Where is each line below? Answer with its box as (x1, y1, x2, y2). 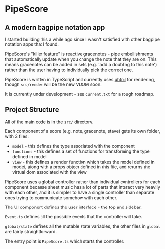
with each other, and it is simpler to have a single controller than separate (5, 189, 155, 195)
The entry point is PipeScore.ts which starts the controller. (5, 238, 124, 244)
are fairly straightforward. (5, 228, 57, 234)
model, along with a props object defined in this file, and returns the (12, 164, 151, 170)
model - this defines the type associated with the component (12, 143, 135, 149)
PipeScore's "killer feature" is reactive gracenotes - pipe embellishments (5, 51, 153, 57)
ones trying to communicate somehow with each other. (5, 194, 118, 201)
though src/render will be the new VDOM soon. (5, 82, 102, 87)
